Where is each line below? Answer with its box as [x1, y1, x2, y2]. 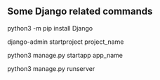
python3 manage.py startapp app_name [7, 51, 124, 59]
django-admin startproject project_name [7, 38, 124, 46]
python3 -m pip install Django [7, 24, 93, 32]
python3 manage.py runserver [7, 64, 95, 72]
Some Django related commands [7, 6, 153, 17]
